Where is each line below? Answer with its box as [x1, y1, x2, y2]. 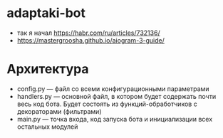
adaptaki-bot [6, 5, 86, 21]
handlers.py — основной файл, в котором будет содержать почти [16, 92, 217, 100]
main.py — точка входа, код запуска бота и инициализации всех [16, 115, 213, 123]
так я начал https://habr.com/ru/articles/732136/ [16, 28, 161, 37]
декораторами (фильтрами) [16, 107, 102, 115]
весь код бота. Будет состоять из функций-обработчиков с [16, 100, 197, 108]
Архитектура [6, 61, 90, 78]
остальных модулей [16, 122, 78, 131]
